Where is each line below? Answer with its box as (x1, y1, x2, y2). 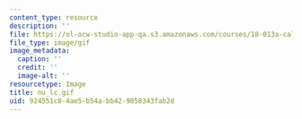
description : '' (9, 21, 70, 30)
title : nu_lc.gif (9, 88, 75, 97)
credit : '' (17, 64, 58, 72)
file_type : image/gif (9, 38, 91, 47)
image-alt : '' (17, 72, 70, 81)
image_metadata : (9, 47, 70, 55)
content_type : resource (9, 13, 99, 22)
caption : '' (17, 55, 63, 64)
